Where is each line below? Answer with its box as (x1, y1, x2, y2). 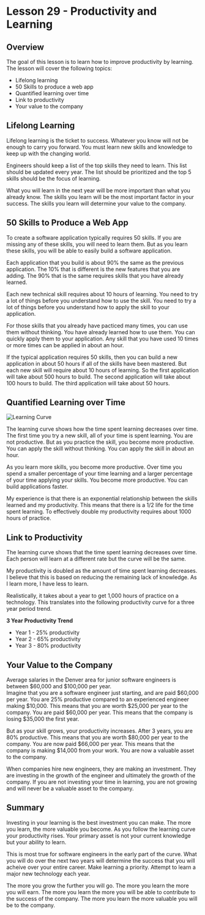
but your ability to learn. (6, 838, 67, 846)
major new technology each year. (6, 870, 91, 877)
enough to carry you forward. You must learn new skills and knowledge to (6, 143, 193, 151)
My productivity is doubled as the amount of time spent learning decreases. (6, 567, 198, 575)
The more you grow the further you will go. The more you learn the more (6, 882, 189, 889)
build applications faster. (6, 483, 69, 490)
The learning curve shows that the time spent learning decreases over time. (6, 549, 198, 556)
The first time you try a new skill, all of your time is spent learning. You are (6, 432, 193, 439)
